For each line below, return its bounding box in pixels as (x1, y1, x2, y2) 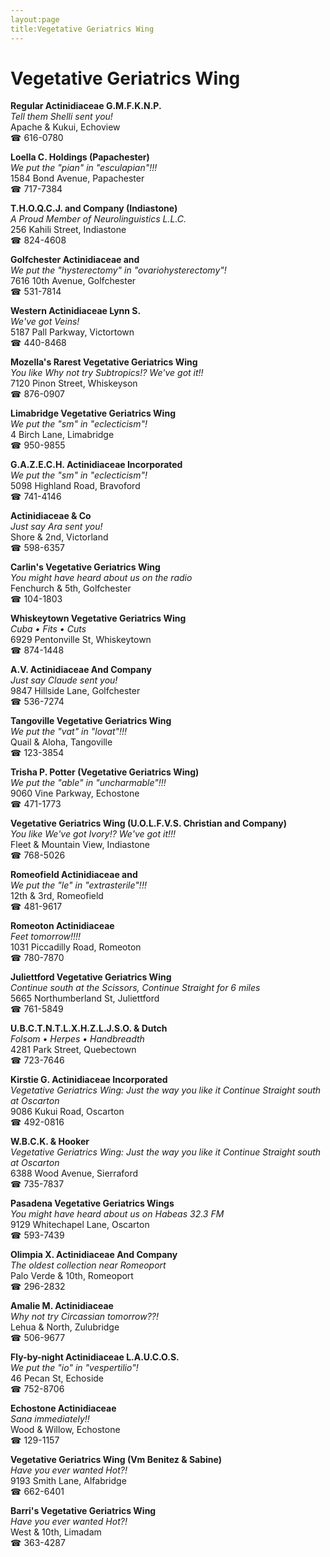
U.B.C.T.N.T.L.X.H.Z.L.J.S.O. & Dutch (10, 1022, 168, 1035)
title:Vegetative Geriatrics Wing (10, 24, 155, 34)
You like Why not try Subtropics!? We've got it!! (10, 367, 204, 379)
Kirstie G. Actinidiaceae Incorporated (10, 1074, 168, 1086)
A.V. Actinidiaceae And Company (10, 664, 152, 676)
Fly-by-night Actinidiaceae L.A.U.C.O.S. (10, 1351, 180, 1363)
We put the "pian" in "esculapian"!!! (10, 162, 158, 174)
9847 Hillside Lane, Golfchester (10, 685, 141, 697)
